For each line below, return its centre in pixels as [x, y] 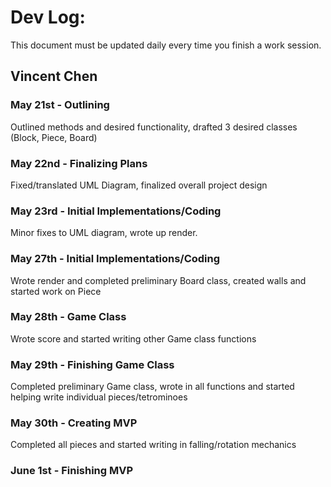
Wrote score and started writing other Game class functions [133, 338]
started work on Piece [56, 291]
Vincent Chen [54, 76]
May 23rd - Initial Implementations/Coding [116, 211]
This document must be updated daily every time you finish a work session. [166, 45]
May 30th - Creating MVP [74, 423]
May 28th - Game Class [68, 317]
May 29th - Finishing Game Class [92, 364]
